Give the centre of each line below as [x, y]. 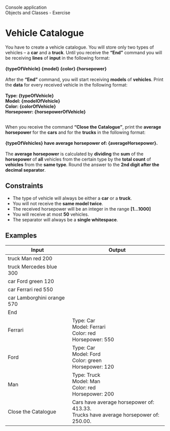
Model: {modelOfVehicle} [33, 101]
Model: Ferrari [89, 327]
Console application [26, 7]
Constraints [24, 186]
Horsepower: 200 [93, 394]
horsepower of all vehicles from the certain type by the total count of [78, 159]
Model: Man [86, 381]
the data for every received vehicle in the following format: [67, 85]
